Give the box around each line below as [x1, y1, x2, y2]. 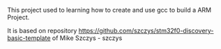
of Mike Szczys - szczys [52, 34, 123, 42]
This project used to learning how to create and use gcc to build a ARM [7, 6, 212, 14]
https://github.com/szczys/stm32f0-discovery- [78, 27, 214, 35]
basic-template [7, 34, 51, 42]
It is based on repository [7, 27, 77, 35]
